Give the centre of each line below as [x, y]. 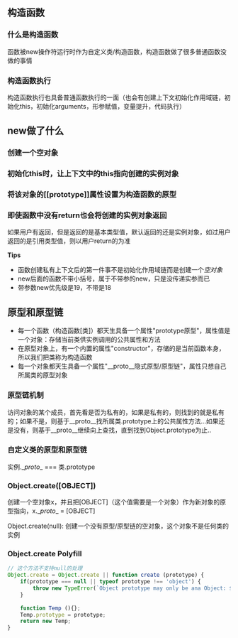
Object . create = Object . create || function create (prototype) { [106, 575]
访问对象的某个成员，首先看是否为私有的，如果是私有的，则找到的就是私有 [116, 412]
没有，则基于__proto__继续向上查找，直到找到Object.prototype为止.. [112, 430]
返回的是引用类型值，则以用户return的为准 [69, 241]
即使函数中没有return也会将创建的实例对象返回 [87, 215]
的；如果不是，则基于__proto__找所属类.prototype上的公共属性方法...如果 [113, 421]
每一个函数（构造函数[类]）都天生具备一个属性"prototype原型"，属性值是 [124, 331]
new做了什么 [36, 131]
